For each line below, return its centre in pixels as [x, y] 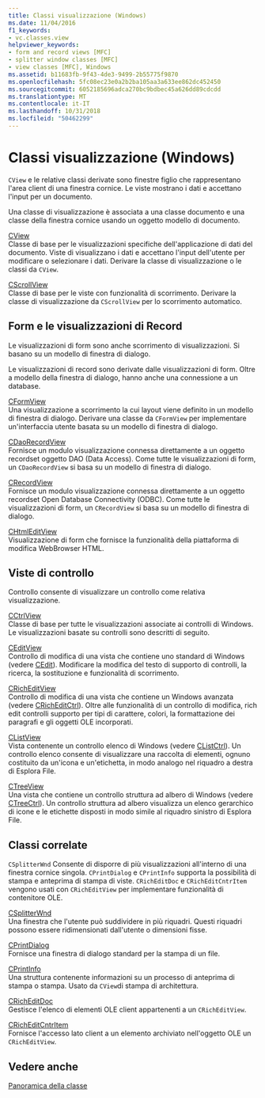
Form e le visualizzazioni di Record [95, 327]
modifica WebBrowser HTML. [56, 548]
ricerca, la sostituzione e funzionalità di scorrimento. [94, 673]
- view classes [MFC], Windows [60, 67]
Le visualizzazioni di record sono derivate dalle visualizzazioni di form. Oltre [132, 369]
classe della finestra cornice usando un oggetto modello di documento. [124, 220]
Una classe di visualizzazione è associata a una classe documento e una [127, 211]
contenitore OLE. [36, 898]
